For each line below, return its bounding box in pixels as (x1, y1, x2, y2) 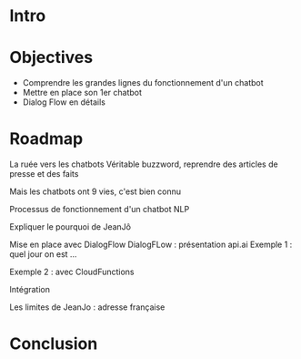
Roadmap (9, 128, 84, 149)
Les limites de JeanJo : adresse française (9, 302, 166, 313)
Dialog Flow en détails (22, 97, 106, 108)
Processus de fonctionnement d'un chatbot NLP (9, 204, 190, 215)
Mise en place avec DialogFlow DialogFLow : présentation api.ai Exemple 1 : (9, 239, 293, 251)
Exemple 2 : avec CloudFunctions (9, 266, 135, 278)
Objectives (9, 47, 94, 68)
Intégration (9, 284, 50, 295)
